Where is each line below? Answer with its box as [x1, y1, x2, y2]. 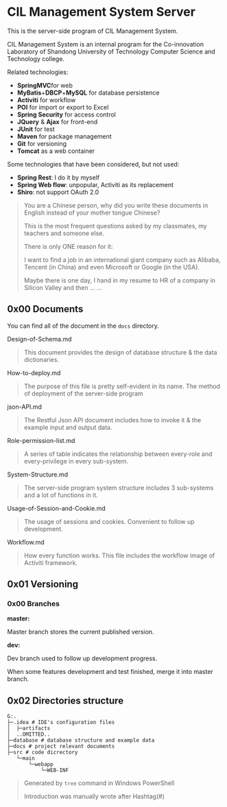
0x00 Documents [7, 303, 84, 315]
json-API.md [7, 402, 43, 411]
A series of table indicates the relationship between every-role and [23, 450, 213, 458]
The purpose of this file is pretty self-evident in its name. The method [23, 382, 221, 390]
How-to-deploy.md [7, 368, 61, 377]
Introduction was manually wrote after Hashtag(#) [23, 793, 165, 801]
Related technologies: [7, 68, 69, 76]
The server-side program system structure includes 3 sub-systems [23, 483, 214, 492]
